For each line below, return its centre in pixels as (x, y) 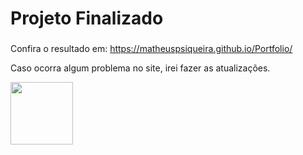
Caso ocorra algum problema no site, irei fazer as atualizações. (140, 68)
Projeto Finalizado (87, 18)
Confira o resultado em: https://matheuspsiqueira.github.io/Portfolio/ (151, 49)
